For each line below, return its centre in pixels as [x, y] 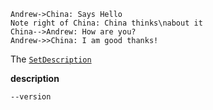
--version [31, 97]
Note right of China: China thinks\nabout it [106, 23]
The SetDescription [51, 59]
